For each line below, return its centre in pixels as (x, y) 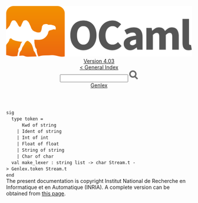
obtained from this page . (36, 194)
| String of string (41, 150)
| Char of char (35, 157)
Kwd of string (39, 125)
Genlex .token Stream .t (39, 169)
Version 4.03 (99, 61)
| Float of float (38, 144)
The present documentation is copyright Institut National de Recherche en (96, 181)
